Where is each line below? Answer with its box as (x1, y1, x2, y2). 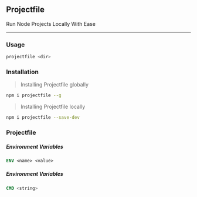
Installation (6, 68, 39, 76)
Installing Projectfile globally (20, 81, 89, 88)
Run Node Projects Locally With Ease (6, 20, 96, 27)
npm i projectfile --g (6, 92, 62, 99)
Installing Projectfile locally (20, 103, 86, 111)
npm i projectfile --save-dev (6, 115, 80, 121)
